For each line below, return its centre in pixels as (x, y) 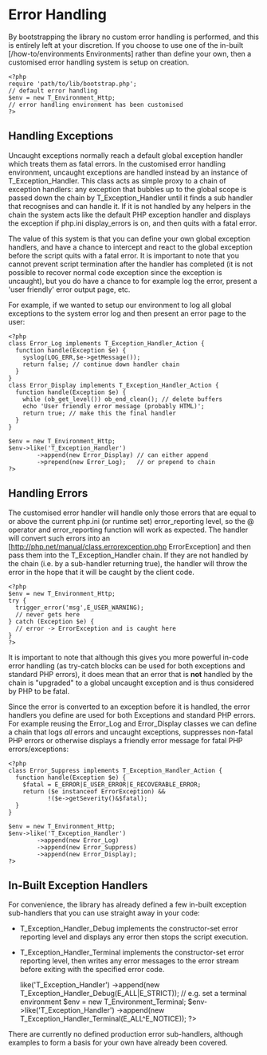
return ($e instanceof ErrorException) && (94, 791)
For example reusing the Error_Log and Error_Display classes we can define (133, 723)
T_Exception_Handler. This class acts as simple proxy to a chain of (118, 180)
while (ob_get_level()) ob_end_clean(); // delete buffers (123, 399)
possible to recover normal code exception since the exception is (115, 272)
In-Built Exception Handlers (78, 886)
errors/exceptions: (39, 749)
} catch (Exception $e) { (51, 621)
